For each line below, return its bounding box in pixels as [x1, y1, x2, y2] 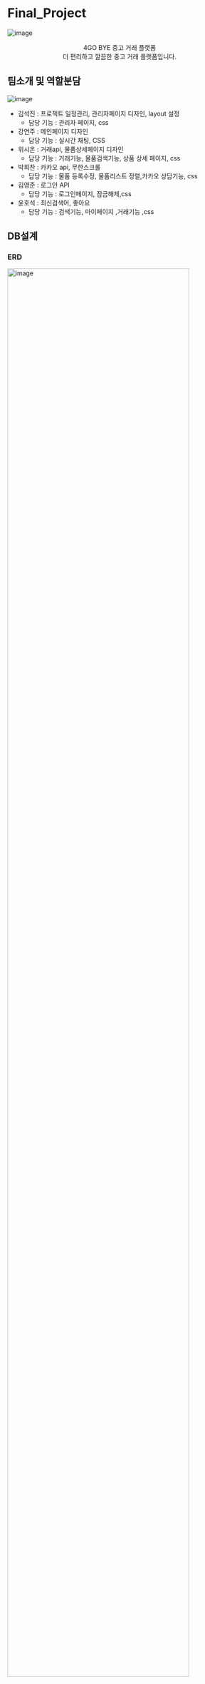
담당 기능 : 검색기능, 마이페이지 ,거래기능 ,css [28, 207, 154, 215]
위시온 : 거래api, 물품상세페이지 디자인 [17, 145, 124, 153]
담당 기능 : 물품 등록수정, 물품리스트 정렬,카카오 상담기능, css [28, 171, 198, 180]
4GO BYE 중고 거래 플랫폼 [83, 43, 157, 51]
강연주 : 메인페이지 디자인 [17, 127, 89, 136]
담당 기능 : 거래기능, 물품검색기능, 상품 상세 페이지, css [28, 153, 181, 162]
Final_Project [7, 5, 87, 21]
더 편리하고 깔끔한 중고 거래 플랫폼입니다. [63, 52, 177, 61]
